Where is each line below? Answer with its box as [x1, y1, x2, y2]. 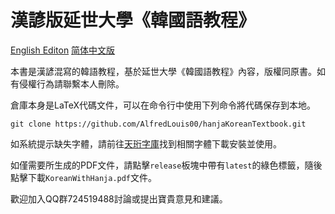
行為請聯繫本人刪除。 [36, 77, 125, 90]
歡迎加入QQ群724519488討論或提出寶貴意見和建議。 [10, 192, 228, 205]
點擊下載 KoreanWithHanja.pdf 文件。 [10, 171, 158, 183]
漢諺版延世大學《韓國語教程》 [10, 9, 257, 32]
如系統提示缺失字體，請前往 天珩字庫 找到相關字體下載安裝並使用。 [10, 137, 282, 150]
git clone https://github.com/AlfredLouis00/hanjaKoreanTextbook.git [10, 119, 307, 129]
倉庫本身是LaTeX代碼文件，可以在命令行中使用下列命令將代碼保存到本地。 [10, 99, 317, 111]
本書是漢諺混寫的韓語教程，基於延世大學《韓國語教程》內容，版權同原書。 [10, 65, 317, 77]
